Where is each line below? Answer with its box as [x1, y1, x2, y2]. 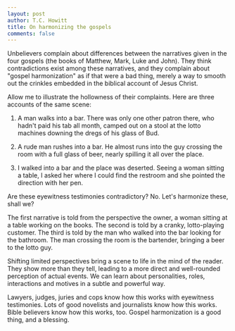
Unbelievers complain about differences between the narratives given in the [7, 49, 227, 58]
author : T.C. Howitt [7, 17, 68, 24]
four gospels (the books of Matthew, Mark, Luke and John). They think [7, 57, 212, 65]
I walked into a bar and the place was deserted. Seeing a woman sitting [17, 163, 224, 173]
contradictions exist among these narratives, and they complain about [7, 64, 210, 73]
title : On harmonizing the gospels [7, 23, 112, 30]
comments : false [7, 30, 55, 37]
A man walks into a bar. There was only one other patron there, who [17, 114, 215, 123]
